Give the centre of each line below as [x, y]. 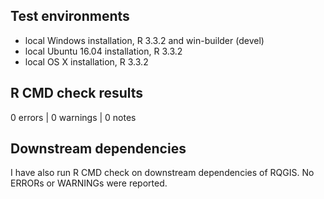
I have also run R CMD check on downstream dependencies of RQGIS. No [162, 173]
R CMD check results [77, 93]
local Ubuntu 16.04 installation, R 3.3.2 [103, 51]
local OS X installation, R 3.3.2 [86, 61]
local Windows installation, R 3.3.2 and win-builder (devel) [144, 40]
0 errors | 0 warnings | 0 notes [73, 117]
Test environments [70, 16]
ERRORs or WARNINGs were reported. [89, 183]
